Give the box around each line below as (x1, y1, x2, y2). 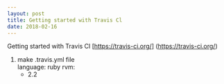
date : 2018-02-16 (7, 23, 58, 30)
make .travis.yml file (17, 56, 75, 64)
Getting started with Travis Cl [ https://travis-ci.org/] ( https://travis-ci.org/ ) (7, 42, 218, 51)
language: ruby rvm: (17, 63, 76, 72)
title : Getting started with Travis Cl (7, 17, 123, 24)
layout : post (7, 10, 45, 17)
